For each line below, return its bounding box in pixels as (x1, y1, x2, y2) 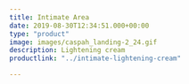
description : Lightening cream (9, 46, 126, 55)
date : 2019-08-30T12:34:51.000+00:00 (9, 21, 150, 30)
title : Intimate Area (9, 12, 90, 22)
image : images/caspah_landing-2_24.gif (9, 37, 158, 47)
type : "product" (9, 29, 70, 38)
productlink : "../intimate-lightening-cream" (9, 54, 181, 63)
